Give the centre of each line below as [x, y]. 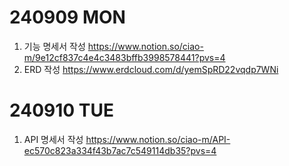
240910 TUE [61, 110]
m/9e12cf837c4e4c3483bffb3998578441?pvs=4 [124, 57]
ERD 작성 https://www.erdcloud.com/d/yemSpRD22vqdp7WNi [151, 69]
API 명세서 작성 [53, 139]
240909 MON [67, 17]
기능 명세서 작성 [54, 46]
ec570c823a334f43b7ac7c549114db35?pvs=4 [120, 150]
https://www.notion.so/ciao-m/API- [158, 139]
